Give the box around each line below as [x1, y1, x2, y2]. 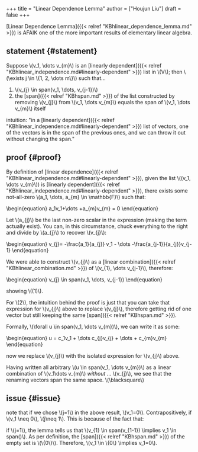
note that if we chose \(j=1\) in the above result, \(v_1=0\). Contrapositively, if [6, 409, 192, 416]
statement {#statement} [6, 46, 98, 56]
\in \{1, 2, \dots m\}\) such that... [28, 74, 106, 82]
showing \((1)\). [6, 287, 43, 294]
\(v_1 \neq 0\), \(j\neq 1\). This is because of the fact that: [6, 415, 144, 422]
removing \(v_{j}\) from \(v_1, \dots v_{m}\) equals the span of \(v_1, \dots [14, 98, 190, 105]
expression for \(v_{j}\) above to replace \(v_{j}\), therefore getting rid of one [6, 305, 192, 312]
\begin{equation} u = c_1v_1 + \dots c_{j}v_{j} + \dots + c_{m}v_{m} [6, 334, 167, 341]
